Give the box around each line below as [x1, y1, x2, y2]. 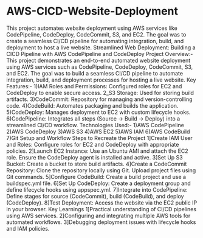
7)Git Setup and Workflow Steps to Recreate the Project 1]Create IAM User [6, 134, 193, 141]
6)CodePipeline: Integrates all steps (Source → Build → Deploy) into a [6, 114, 181, 122]
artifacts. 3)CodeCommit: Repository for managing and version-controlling [6, 96, 193, 103]
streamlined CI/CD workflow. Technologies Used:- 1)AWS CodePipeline [6, 121, 184, 128]
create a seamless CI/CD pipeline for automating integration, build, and [6, 37, 184, 44]
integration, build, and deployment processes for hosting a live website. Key [6, 76, 196, 83]
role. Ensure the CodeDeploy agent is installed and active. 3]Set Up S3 [6, 153, 184, 161]
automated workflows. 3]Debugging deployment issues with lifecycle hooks [6, 218, 196, 226]
